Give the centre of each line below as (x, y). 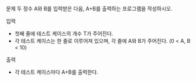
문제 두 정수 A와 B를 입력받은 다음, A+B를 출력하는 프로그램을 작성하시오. (89, 9)
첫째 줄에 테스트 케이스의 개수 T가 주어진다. (64, 33)
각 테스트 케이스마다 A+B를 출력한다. (56, 72)
